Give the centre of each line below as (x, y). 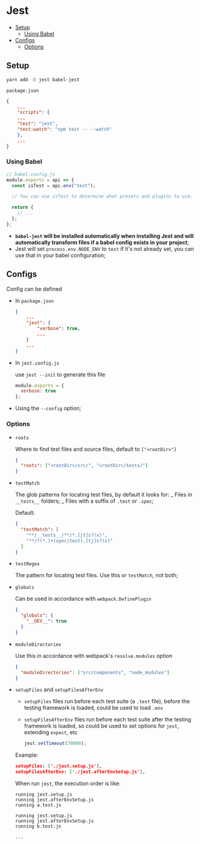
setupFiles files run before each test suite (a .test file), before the (107, 701)
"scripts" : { (34, 113)
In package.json (34, 300)
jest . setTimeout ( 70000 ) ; (55, 744)
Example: (27, 755)
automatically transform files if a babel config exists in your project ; (102, 242)
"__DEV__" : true (47, 621)
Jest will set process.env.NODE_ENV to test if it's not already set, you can (105, 248)
